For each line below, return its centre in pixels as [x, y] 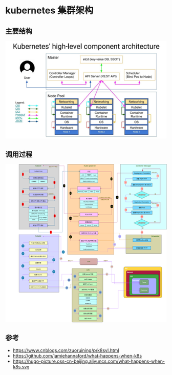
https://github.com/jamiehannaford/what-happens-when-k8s [77, 356]
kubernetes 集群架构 [49, 11]
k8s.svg [21, 367]
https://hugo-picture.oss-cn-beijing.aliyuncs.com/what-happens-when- [89, 361]
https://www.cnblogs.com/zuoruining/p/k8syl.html [66, 350]
